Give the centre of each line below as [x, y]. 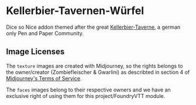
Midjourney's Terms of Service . [44, 78]
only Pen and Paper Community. [45, 33]
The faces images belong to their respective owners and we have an [88, 90]
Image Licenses [35, 52]
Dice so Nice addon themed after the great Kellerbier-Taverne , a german [93, 27]
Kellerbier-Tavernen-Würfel [75, 11]
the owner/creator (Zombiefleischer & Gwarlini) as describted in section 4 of [98, 72]
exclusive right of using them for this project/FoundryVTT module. [86, 96]
